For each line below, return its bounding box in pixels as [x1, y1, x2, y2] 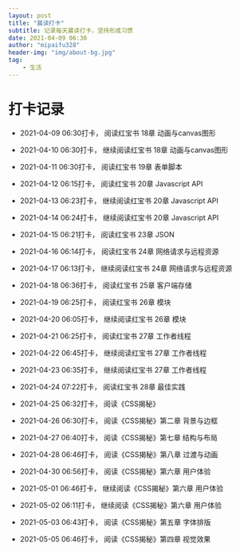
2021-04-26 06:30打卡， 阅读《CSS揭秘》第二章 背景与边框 [19, 416, 218, 425]
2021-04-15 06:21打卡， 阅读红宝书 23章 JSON [19, 229, 175, 239]
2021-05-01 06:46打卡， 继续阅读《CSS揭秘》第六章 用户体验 [19, 483, 224, 493]
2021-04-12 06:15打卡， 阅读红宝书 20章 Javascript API [19, 178, 203, 188]
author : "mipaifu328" [8, 41, 81, 49]
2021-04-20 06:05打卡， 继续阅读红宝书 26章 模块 [19, 314, 187, 323]
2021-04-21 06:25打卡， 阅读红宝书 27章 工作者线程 [19, 331, 191, 341]
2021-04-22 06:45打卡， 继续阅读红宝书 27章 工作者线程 [19, 348, 207, 358]
